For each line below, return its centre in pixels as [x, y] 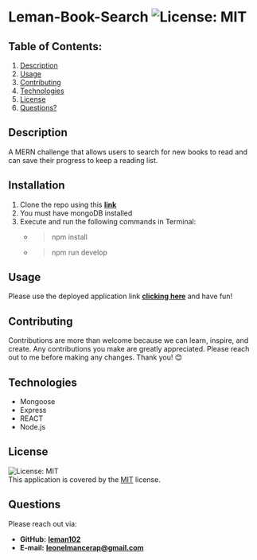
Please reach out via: [43, 523]
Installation [37, 186]
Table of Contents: [55, 47]
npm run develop [79, 252]
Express [33, 410]
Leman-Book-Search [78, 17]
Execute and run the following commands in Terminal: [108, 221]
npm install [69, 237]
